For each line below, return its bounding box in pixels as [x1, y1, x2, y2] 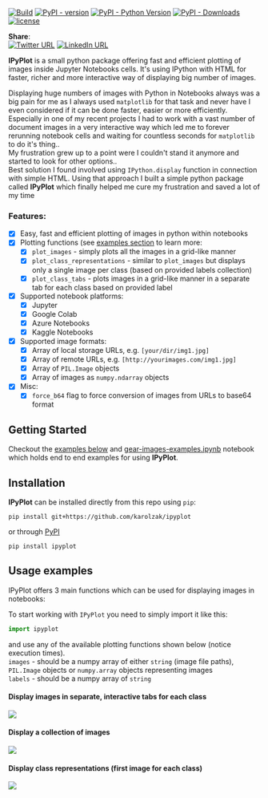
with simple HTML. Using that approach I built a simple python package [8, 173, 244, 183]
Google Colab [31, 309, 78, 318]
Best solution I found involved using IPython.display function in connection [8, 165, 258, 174]
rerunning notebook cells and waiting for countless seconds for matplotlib [8, 131, 255, 140]
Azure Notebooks [31, 318, 90, 328]
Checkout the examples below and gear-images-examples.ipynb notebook [8, 444, 254, 454]
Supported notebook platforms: [19, 291, 124, 301]
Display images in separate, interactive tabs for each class [8, 692, 206, 702]
